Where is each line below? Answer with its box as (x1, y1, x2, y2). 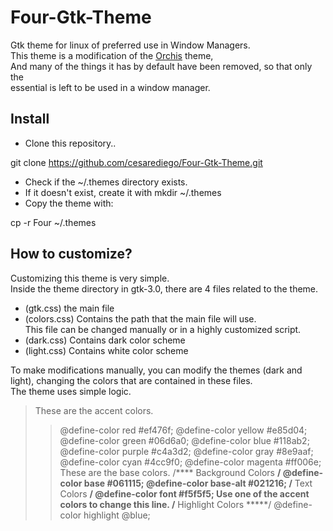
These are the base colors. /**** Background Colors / (59, 466, 282, 478)
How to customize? (10, 246, 133, 263)
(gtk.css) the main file (24, 302, 115, 314)
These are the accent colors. (34, 404, 154, 416)
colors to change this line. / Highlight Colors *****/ (59, 498, 272, 510)
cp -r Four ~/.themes (10, 216, 97, 228)
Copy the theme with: (24, 197, 114, 209)
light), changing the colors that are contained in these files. (10, 374, 253, 386)
